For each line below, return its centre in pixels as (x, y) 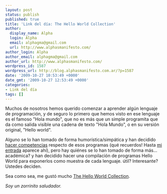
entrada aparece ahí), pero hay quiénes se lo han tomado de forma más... (81, 150)
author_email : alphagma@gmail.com (41, 57)
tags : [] (14, 94)
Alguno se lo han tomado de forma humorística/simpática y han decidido (80, 140)
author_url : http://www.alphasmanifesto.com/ (54, 61)
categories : (18, 85)
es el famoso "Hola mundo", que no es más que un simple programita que (82, 119)
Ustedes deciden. (23, 166)
